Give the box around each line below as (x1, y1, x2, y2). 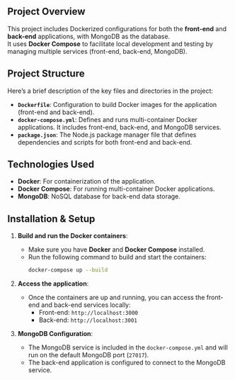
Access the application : (17, 279, 89, 288)
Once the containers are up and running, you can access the (28, 294, 205, 302)
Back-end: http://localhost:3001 (38, 315, 138, 325)
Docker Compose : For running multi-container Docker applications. (17, 184, 215, 194)
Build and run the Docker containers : (17, 232, 128, 240)
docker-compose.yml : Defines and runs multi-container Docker (17, 115, 198, 123)
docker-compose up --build (28, 267, 108, 274)
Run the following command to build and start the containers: (28, 253, 207, 262)
